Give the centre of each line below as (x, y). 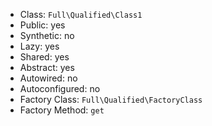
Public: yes (42, 25)
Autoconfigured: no (60, 88)
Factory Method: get (62, 110)
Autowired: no (48, 78)
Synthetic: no (47, 35)
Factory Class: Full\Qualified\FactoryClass (111, 99)
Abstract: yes (47, 67)
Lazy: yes (39, 46)
